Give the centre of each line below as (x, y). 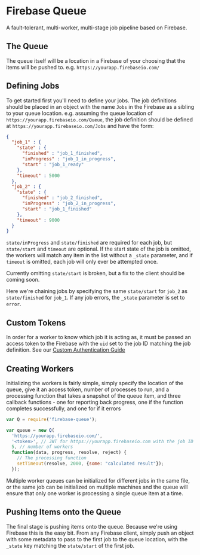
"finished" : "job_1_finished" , (62, 154)
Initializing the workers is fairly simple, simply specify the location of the (95, 383)
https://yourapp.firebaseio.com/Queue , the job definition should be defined (99, 119)
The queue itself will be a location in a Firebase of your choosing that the (96, 60)
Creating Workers (40, 369)
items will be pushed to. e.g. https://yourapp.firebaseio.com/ (83, 67)
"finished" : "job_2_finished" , (62, 198)
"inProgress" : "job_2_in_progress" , (69, 204)
